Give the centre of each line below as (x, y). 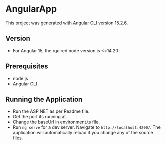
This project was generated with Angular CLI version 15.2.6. (67, 23)
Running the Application (44, 99)
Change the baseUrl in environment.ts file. (56, 122)
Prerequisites (27, 66)
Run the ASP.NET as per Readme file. (51, 111)
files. (18, 138)
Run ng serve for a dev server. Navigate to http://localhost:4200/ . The (87, 127)
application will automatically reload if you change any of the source (83, 133)
